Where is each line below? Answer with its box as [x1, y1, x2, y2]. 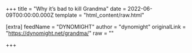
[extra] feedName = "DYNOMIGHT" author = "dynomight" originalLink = [5, 23, 187, 30]
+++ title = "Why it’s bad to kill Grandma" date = [5, 5, 126, 12]
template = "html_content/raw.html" [55, 11, 144, 19]
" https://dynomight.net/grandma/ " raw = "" [5, 30, 114, 37]
